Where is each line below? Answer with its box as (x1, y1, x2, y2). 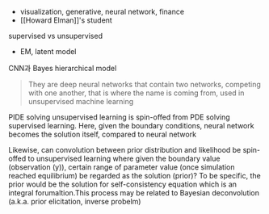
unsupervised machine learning (27, 97, 134, 106)
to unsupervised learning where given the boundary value (27, 153, 221, 163)
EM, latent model (19, 47, 77, 56)
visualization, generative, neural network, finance (19, 7, 184, 16)
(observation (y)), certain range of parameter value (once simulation (8, 162, 236, 172)
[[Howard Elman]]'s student (19, 15, 113, 25)
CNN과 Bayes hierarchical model (8, 64, 117, 73)
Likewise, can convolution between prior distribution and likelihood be (8, 145, 242, 154)
